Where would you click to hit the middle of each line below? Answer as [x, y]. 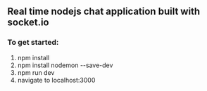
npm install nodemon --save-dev [65, 65]
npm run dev [36, 72]
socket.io [28, 23]
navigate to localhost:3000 [56, 80]
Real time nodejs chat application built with [104, 12]
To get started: [33, 43]
